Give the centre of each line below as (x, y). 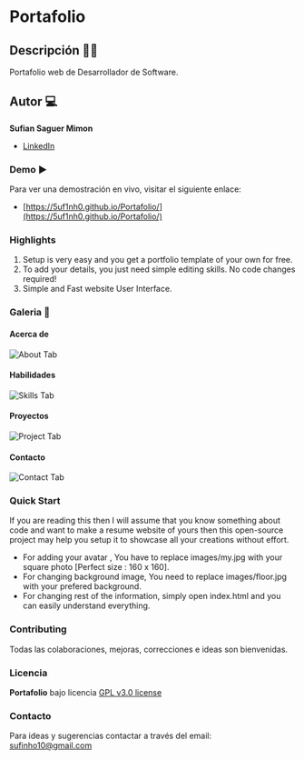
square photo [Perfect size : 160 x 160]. (96, 567)
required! (39, 279)
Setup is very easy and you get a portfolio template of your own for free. (157, 260)
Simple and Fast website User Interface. (97, 289)
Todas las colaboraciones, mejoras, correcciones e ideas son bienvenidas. (149, 649)
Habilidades (33, 375)
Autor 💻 (34, 102)
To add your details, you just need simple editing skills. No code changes (159, 269)
